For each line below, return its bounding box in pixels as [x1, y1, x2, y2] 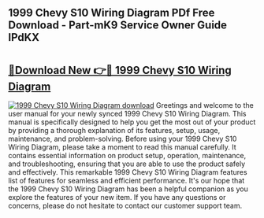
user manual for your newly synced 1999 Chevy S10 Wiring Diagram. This [8, 109, 247, 118]
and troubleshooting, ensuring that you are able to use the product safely [8, 159, 246, 168]
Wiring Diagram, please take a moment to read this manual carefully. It [8, 142, 236, 152]
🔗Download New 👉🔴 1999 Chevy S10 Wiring [8, 63, 232, 77]
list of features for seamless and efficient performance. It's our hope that [8, 176, 245, 185]
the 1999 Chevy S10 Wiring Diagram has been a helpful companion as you [8, 184, 248, 194]
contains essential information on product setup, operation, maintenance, [8, 151, 247, 160]
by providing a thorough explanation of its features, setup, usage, [8, 126, 221, 135]
